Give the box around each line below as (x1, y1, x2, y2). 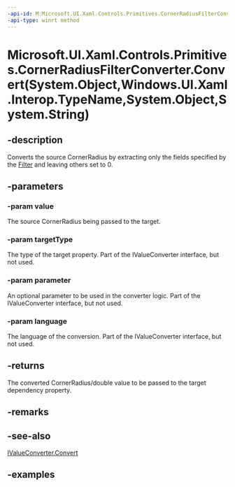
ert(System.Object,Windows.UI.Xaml (7, 76, 228, 92)
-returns (7, 360, 45, 372)
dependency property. (7, 386, 72, 394)
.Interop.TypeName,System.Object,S (7, 92, 227, 107)
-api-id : (7, 10, 33, 17)
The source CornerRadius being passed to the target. (7, 218, 161, 226)
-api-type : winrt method (7, 17, 80, 24)
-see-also (7, 430, 51, 442)
